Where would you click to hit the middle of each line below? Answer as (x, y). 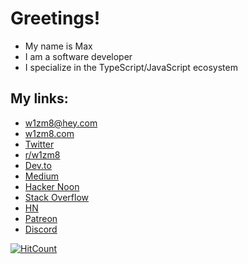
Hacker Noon (52, 186)
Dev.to (38, 165)
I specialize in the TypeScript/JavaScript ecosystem (131, 67)
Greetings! (55, 18)
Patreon (41, 218)
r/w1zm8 (42, 154)
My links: (39, 98)
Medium (42, 176)
